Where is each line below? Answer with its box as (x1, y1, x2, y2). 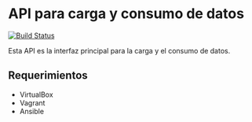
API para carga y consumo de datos (8, 5, 245, 23)
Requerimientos (8, 68, 88, 83)
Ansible (19, 106, 45, 116)
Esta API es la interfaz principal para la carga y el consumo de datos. (8, 46, 231, 55)
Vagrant (19, 98, 46, 107)
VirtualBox (19, 90, 53, 99)
